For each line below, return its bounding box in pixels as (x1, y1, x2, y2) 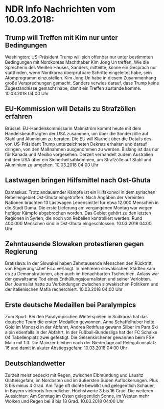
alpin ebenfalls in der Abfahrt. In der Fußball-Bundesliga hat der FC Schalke (5, 330, 158, 335)
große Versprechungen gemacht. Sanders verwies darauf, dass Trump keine (5, 80, 159, 86)
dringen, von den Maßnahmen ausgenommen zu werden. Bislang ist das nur (5, 146, 159, 152)
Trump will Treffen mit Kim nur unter (5, 33, 118, 42)
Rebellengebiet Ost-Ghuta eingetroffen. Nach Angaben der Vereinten (5, 194, 144, 200)
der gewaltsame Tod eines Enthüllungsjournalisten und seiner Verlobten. (5, 276, 151, 282)
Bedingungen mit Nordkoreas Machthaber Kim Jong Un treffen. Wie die (5, 59, 149, 65)
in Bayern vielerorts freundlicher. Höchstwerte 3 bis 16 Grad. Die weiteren (5, 388, 154, 394)
